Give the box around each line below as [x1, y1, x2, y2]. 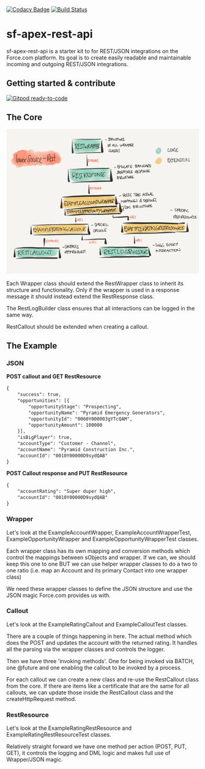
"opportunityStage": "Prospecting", [28, 404, 122, 410]
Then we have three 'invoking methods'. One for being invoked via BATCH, [6, 657, 195, 664]
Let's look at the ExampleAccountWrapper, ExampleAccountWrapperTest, [6, 528, 192, 536]
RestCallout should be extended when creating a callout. [6, 323, 149, 330]
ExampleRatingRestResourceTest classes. [6, 731, 111, 738]
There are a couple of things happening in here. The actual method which [6, 632, 192, 640]
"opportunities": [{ [17, 398, 70, 404]
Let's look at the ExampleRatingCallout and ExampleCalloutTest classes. [6, 620, 188, 628]
